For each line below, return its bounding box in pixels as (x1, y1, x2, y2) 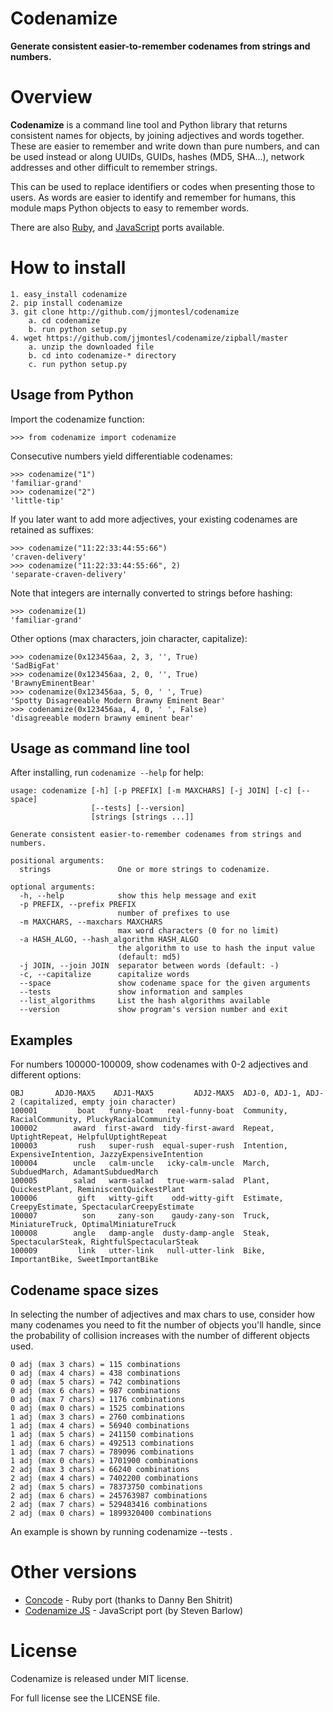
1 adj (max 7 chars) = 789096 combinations (10, 1447, 195, 1457)
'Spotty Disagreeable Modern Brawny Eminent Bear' (10, 695, 226, 706)
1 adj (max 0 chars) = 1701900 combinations (10, 1456, 199, 1466)
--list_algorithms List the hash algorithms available (19, 996, 271, 1006)
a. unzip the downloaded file (28, 342, 155, 352)
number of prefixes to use (117, 908, 230, 919)
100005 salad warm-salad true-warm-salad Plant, (10, 1176, 271, 1186)
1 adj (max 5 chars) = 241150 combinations (10, 1430, 195, 1440)
